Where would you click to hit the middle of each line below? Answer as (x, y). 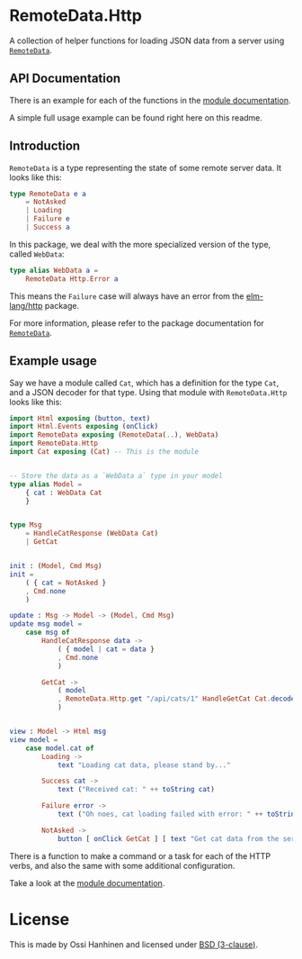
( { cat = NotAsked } (66, 583)
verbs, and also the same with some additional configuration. (122, 865)
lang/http (26, 305)
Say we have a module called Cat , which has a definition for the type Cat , (144, 383)
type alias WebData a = (54, 270)
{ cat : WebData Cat (64, 493)
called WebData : (37, 254)
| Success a (48, 227)
